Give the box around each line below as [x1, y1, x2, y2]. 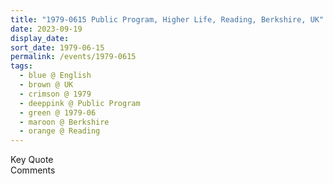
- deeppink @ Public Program [19, 98, 141, 108]
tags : [10, 61, 33, 71]
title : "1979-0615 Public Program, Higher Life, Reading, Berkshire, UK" [10, 14, 325, 25]
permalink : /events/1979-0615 [10, 52, 137, 62]
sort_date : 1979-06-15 [10, 42, 105, 53]
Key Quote [10, 154, 54, 166]
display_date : [10, 33, 70, 43]
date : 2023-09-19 [10, 24, 83, 34]
